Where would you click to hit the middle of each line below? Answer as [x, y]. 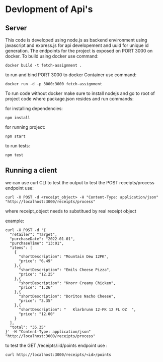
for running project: [25, 127]
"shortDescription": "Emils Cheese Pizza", [65, 270]
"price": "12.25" [37, 274]
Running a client [31, 170]
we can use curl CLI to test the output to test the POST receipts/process [80, 182]
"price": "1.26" [35, 287]
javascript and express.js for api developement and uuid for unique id [77, 45]
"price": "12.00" [37, 314]
